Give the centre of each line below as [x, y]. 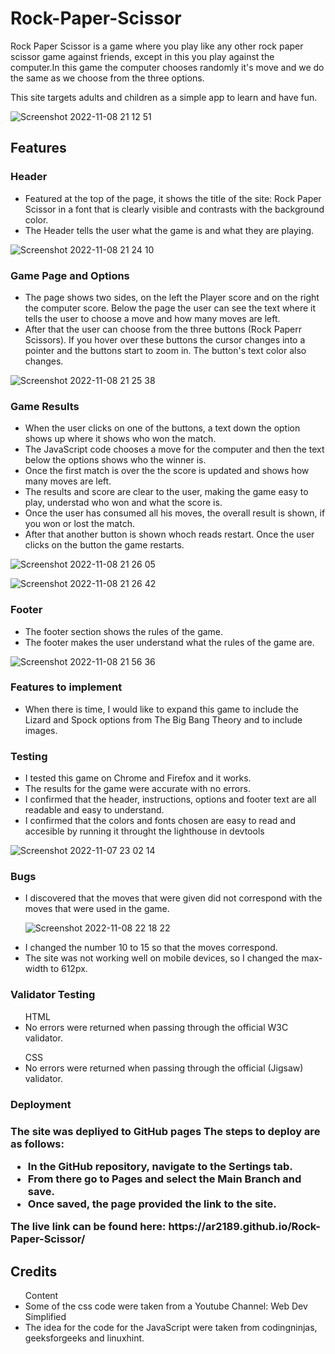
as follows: [37, 1144]
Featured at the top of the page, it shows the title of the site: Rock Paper [173, 198]
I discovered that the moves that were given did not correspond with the [173, 898]
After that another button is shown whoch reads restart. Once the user [169, 534]
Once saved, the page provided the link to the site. [152, 1204]
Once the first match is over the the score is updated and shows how [167, 471]
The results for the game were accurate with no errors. [137, 789]
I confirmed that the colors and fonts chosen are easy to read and [160, 821]
